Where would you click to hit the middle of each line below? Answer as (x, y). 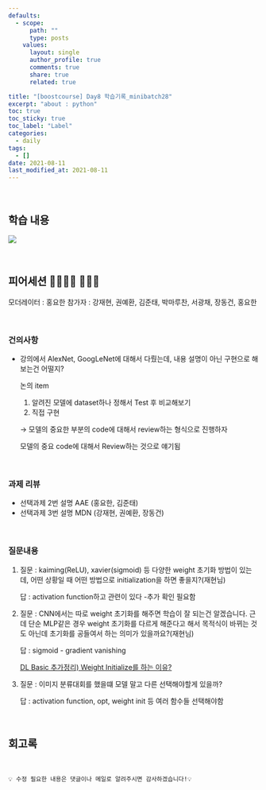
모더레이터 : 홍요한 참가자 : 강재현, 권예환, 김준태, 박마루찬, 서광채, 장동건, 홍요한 (133, 302)
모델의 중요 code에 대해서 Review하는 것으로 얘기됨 (100, 447)
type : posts (49, 38)
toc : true (25, 111)
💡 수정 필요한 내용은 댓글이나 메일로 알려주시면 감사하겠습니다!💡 (100, 780)
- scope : (30, 23)
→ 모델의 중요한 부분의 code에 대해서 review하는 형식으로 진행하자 (123, 429)
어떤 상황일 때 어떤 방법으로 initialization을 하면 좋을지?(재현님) (128, 579)
